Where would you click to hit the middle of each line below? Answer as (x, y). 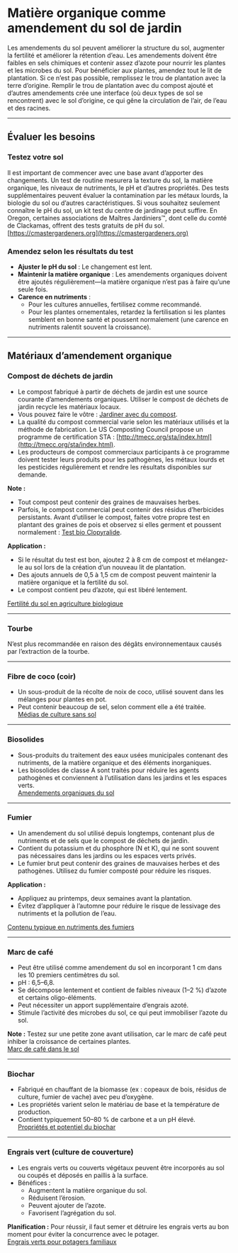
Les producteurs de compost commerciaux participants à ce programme (124, 452)
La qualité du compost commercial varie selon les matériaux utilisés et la (123, 422)
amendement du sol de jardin (95, 28)
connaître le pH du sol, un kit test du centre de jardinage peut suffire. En (112, 210)
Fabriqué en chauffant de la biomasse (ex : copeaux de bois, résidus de (122, 1089)
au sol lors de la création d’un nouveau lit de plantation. (105, 567)
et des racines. (29, 108)
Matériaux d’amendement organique (90, 356)
